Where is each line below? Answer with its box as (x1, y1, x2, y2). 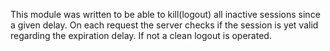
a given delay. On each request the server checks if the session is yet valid (10, 19, 319, 31)
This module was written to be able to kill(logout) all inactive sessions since (10, 9, 321, 20)
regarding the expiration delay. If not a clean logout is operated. (10, 30, 272, 41)
